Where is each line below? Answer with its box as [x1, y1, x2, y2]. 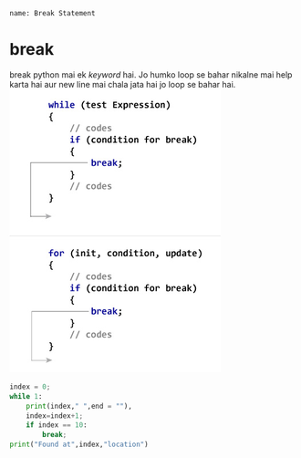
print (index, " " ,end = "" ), [26, 401, 132, 411]
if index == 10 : [26, 421, 88, 430]
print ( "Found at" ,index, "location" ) [9, 440, 149, 450]
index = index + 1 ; [26, 411, 84, 421]
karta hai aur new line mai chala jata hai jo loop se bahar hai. [9, 78, 236, 89]
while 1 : [9, 391, 43, 401]
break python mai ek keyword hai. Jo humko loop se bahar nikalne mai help [9, 68, 293, 80]
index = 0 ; [9, 382, 51, 391]
